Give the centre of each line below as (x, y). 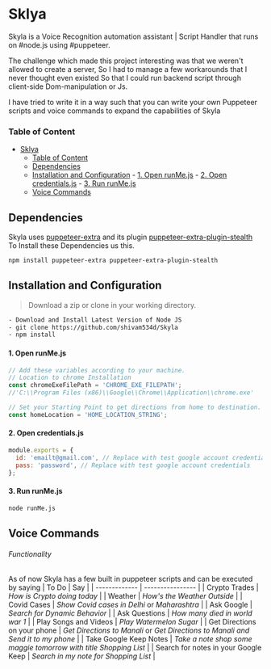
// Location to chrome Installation (70, 378)
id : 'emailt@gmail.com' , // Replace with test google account (122, 457)
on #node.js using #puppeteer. (59, 44)
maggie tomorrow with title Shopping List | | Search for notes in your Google (135, 648)
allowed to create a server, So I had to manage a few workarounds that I (128, 69)
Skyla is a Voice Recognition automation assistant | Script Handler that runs (133, 36)
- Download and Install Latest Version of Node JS (95, 320)
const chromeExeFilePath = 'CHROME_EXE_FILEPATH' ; (95, 385)
